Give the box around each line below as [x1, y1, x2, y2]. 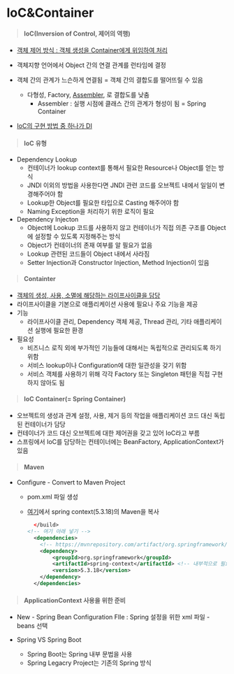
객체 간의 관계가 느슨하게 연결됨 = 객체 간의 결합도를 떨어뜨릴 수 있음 [16, 76, 203, 85]
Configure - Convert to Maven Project [16, 478, 126, 487]
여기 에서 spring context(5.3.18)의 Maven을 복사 [27, 508, 160, 516]
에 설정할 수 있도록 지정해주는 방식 [27, 232, 121, 241]
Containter [23, 275, 57, 283]
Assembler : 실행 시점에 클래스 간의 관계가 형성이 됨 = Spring [37, 99, 207, 108]
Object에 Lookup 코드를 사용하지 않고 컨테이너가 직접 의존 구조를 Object [27, 223, 226, 231]
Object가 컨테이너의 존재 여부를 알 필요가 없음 [27, 241, 153, 249]
